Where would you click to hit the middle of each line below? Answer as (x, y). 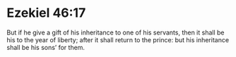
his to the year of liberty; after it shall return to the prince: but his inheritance (118, 39)
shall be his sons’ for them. (46, 47)
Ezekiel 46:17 (46, 13)
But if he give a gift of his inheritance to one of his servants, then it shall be (116, 32)
